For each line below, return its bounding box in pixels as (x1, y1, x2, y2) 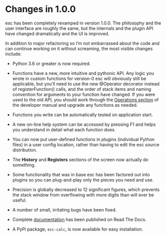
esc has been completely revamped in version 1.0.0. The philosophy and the (5, 20, 162, 26)
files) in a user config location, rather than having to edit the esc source (12, 141, 160, 148)
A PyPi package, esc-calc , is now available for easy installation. (12, 226, 143, 232)
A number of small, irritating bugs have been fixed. (12, 207, 117, 213)
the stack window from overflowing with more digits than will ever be (12, 192, 155, 198)
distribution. (12, 147, 37, 153)
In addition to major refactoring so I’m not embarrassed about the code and (5, 40, 160, 46)
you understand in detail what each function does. (12, 126, 116, 133)
